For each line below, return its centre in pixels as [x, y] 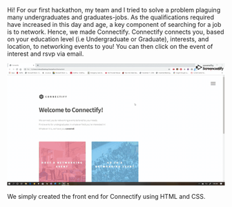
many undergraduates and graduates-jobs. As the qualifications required [111, 17]
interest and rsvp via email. [46, 54]
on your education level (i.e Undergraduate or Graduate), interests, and [108, 39]
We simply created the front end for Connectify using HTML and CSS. [106, 196]
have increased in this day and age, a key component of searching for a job [114, 24]
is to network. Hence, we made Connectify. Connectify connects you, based [116, 32]
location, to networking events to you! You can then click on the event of [110, 46]
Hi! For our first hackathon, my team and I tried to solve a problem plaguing [114, 10]
